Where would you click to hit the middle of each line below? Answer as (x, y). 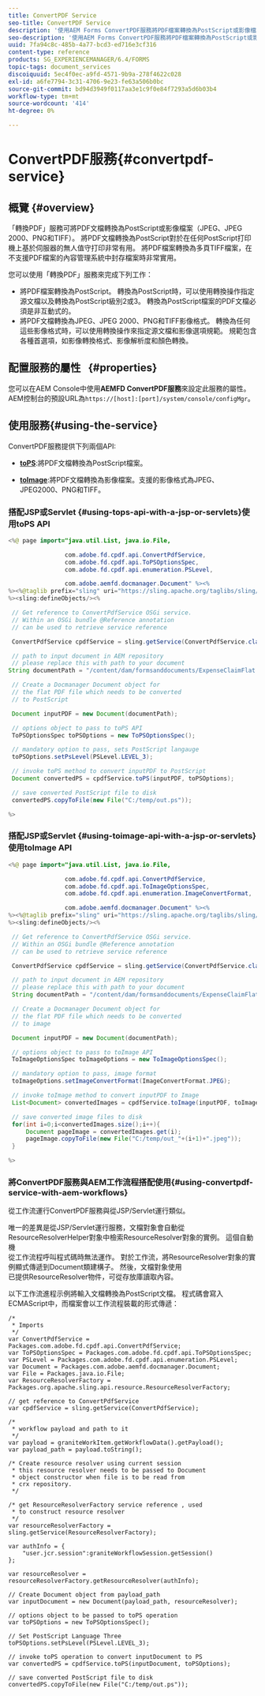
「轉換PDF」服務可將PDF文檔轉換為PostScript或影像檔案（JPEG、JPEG (125, 228)
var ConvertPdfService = (49, 1339)
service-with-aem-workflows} (68, 1193)
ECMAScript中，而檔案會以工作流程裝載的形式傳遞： (93, 1304)
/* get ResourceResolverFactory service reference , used (105, 1505)
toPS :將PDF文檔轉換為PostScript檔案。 (83, 463)
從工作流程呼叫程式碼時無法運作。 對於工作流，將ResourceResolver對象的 (129, 1257)
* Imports (28, 1326)
